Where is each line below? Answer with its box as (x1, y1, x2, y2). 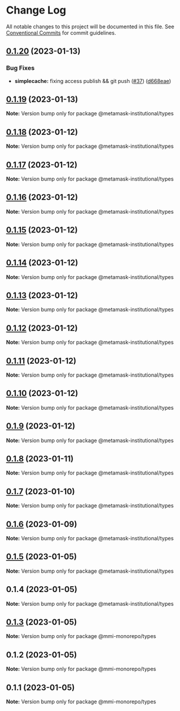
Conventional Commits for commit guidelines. (6, 29, 116, 36)
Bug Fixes (6, 64, 35, 72)
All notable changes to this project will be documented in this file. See (6, 23, 175, 30)
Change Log (6, 4, 66, 17)
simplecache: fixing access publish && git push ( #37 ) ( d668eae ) (14, 77, 171, 84)
